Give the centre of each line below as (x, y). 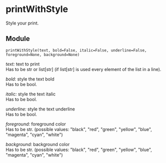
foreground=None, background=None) (43, 54)
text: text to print (23, 64)
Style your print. (22, 23)
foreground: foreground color (36, 124)
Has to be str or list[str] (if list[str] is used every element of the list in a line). (83, 69)
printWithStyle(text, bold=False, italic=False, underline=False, (76, 50)
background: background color (38, 144)
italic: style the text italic (31, 94)
